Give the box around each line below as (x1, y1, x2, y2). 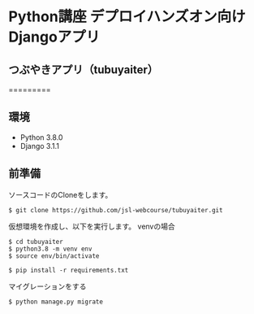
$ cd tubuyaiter (8, 238, 63, 246)
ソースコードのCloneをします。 (8, 190, 113, 199)
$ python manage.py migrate (8, 298, 104, 306)
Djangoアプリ (8, 28, 101, 46)
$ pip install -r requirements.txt (8, 266, 129, 274)
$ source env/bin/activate (8, 251, 100, 260)
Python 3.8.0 (19, 132, 63, 142)
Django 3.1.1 (19, 141, 59, 150)
